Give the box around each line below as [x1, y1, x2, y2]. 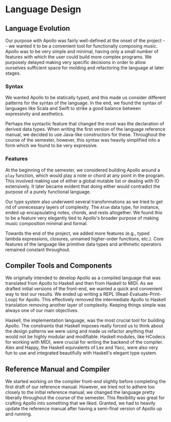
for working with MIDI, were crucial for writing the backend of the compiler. [5, 339, 163, 345]
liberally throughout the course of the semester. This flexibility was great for [5, 395, 165, 401]
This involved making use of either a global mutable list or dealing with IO [5, 177, 160, 184]
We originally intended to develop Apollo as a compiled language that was [5, 275, 161, 281]
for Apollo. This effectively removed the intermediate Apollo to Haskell [18, 297, 166, 303]
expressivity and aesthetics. [5, 111, 64, 117]
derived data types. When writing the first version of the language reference [5, 126, 166, 132]
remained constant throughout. [5, 247, 70, 253]
